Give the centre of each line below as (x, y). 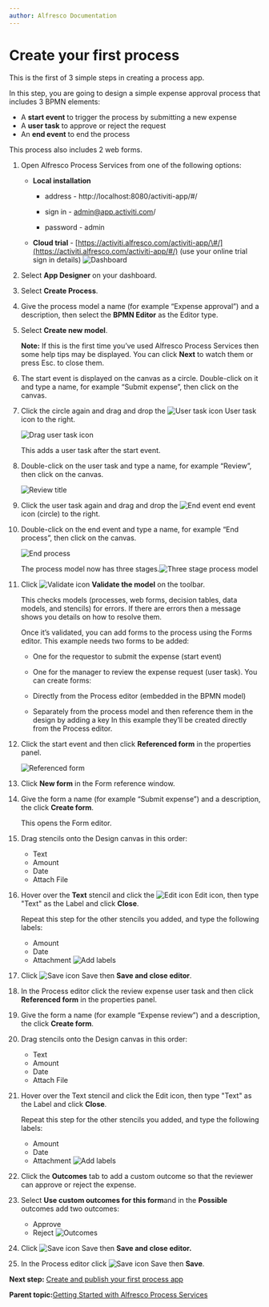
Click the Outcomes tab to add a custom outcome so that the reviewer (137, 1176)
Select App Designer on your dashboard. (88, 275)
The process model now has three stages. (90, 568)
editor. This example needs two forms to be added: (105, 640)
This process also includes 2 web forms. (76, 150)
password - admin (74, 227)
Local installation (62, 180)
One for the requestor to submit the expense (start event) (127, 656)
